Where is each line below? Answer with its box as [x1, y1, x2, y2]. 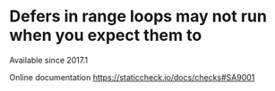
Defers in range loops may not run [9, 6, 267, 27]
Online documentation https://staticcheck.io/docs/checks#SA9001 [9, 71, 255, 82]
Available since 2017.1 [9, 54, 88, 65]
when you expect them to [9, 25, 202, 45]
